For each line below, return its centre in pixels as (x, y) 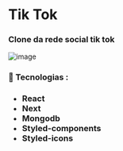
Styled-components (61, 129)
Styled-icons (48, 138)
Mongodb (41, 118)
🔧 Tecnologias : (38, 77)
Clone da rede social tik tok (61, 40)
